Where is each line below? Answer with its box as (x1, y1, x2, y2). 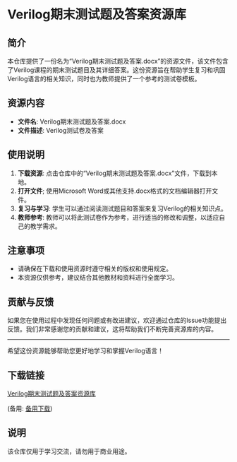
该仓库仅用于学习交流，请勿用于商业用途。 (7, 446, 131, 456)
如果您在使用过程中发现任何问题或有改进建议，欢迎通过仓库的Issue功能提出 (7, 316, 227, 325)
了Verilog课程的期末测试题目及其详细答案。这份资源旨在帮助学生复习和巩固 (7, 66, 226, 74)
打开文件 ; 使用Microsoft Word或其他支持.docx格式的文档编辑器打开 (17, 186, 212, 195)
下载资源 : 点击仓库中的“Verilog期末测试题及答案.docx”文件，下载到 (17, 169, 212, 177)
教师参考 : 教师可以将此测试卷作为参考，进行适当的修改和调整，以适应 (17, 213, 219, 221)
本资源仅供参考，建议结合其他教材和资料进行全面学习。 (17, 273, 178, 282)
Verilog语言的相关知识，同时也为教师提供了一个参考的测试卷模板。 (7, 75, 201, 83)
